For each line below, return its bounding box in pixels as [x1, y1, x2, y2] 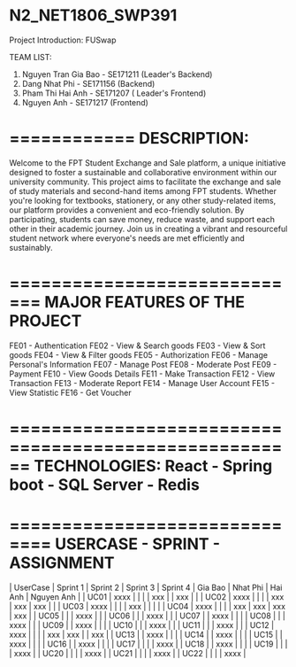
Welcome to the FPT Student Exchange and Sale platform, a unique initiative [9, 157, 286, 168]
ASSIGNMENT [9, 553, 115, 573]
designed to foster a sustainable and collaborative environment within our [9, 167, 277, 177]
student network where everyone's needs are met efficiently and [9, 232, 245, 244]
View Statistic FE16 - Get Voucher [9, 387, 132, 398]
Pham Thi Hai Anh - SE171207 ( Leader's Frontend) [21, 88, 207, 98]
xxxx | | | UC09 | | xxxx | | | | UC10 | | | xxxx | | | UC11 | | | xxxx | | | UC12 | [9, 619, 275, 630]
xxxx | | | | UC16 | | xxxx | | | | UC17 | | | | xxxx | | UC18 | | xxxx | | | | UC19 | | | [9, 639, 288, 649]
